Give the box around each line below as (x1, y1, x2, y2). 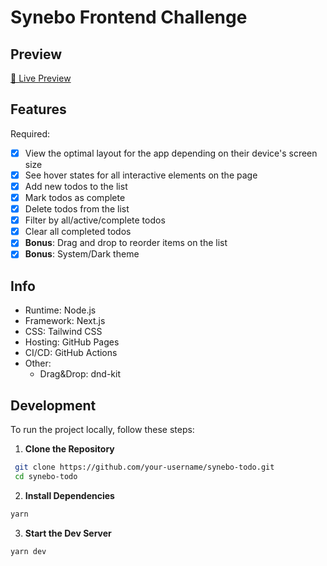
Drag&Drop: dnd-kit (39, 368, 122, 380)
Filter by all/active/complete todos (24, 214, 166, 226)
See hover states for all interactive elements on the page (24, 169, 258, 181)
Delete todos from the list (24, 203, 130, 215)
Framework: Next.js (24, 315, 106, 327)
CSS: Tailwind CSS (24, 326, 103, 338)
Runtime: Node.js (24, 304, 97, 316)
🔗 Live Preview (10, 72, 72, 84)
